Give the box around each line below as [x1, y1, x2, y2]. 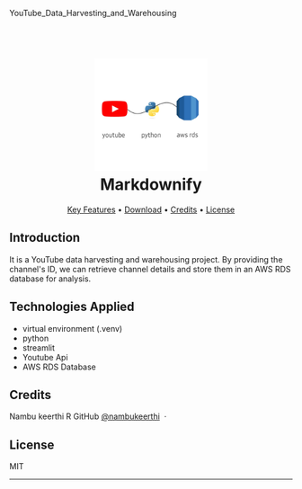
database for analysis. [9, 273, 92, 284]
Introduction [9, 230, 81, 245]
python [22, 333, 49, 343]
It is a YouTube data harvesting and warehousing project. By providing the [9, 253, 283, 264]
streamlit [22, 342, 56, 353]
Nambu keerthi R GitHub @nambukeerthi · [9, 411, 167, 422]
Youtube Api [22, 351, 69, 362]
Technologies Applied [9, 299, 135, 315]
